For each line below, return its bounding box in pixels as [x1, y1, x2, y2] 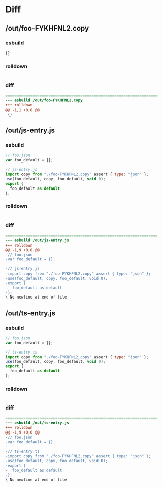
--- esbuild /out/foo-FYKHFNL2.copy [5, 98, 83, 103]
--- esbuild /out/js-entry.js [5, 238, 70, 243]
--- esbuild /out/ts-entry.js [5, 420, 70, 426]
